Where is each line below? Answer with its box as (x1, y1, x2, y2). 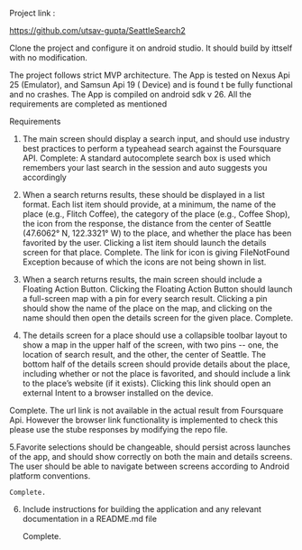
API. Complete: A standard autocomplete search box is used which (22, 153, 271, 163)
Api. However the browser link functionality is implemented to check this (9, 415, 279, 425)
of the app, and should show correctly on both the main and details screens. (9, 452, 293, 461)
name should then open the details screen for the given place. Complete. (22, 312, 294, 323)
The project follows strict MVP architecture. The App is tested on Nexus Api (9, 70, 290, 80)
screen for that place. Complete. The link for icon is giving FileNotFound (22, 247, 290, 257)
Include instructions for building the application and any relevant (22, 504, 261, 514)
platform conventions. (9, 471, 91, 481)
